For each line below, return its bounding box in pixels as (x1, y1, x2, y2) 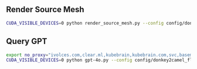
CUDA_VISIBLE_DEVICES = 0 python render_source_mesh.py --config (6, 20, 164, 26)
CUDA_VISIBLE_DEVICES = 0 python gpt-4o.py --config (6, 57, 133, 63)
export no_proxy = (6, 52, 49, 58)
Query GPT (6, 36, 47, 46)
